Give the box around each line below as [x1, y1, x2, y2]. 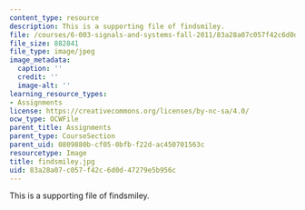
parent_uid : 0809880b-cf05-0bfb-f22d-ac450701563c [9, 140, 205, 149]
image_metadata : [9, 55, 71, 65]
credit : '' [17, 73, 59, 82]
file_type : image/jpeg [9, 47, 95, 56]
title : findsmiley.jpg [9, 156, 95, 166]
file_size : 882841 [9, 38, 79, 48]
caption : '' [17, 65, 64, 74]
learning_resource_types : [9, 89, 107, 98]
